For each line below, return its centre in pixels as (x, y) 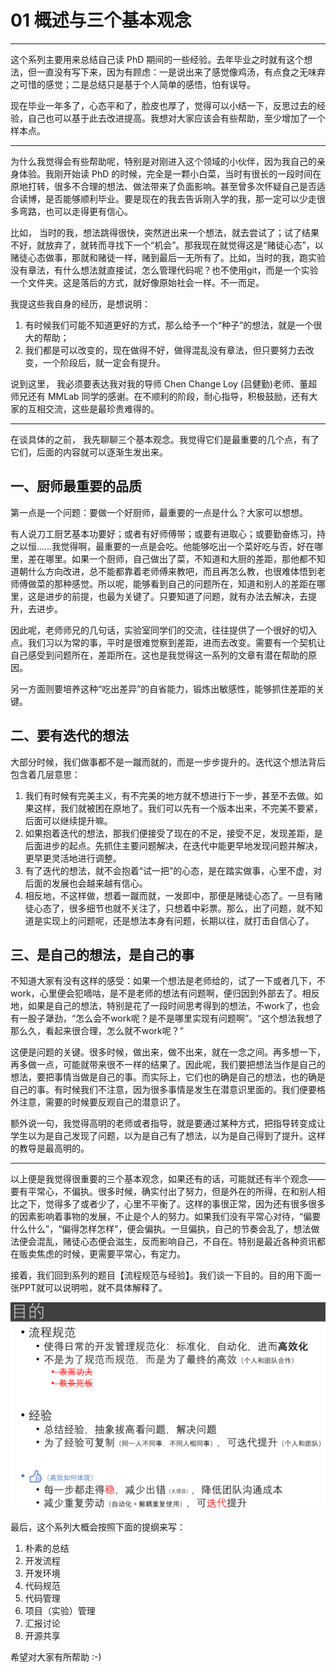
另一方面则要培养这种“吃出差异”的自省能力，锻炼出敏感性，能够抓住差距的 (163, 688)
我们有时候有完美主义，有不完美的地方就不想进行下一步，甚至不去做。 (169, 795)
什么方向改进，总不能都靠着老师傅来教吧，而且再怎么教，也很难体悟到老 (176, 571)
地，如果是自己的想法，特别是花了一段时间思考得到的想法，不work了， (156, 1006)
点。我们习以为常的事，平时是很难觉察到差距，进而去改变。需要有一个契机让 (168, 642)
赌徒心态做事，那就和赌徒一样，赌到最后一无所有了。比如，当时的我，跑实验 (168, 257)
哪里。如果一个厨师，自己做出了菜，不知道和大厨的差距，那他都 (176, 558)
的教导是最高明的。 (50, 1148)
